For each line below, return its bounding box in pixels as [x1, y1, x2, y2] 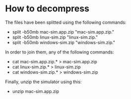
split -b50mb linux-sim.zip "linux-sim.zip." [12, 34, 98, 40]
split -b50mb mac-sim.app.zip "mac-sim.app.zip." [12, 29, 115, 35]
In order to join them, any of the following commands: [5, 49, 114, 55]
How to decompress [5, 3, 89, 14]
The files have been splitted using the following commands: [5, 19, 127, 25]
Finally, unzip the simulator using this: [5, 79, 82, 85]
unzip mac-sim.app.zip [12, 88, 59, 94]
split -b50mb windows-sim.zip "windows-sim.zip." [12, 39, 115, 45]
